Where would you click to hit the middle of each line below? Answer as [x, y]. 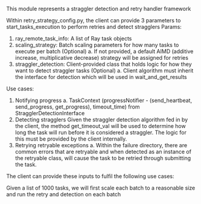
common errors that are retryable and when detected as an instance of [103, 151]
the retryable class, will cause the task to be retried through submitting [103, 158]
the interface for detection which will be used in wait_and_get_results [101, 77]
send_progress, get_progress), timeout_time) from [77, 107]
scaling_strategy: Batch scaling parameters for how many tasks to [97, 45]
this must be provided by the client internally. [71, 139]
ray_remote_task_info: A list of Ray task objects [73, 38]
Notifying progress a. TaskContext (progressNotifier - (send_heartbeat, [103, 100]
